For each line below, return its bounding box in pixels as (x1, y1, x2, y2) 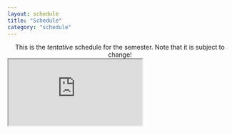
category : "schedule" (7, 23, 72, 30)
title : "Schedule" (7, 17, 62, 24)
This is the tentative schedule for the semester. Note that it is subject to (15, 43, 225, 52)
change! (108, 50, 132, 59)
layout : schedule (7, 10, 59, 18)
